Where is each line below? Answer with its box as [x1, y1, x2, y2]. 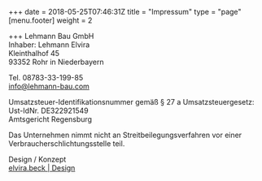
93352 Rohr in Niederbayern [8, 57, 104, 67]
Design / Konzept [8, 154, 67, 164]
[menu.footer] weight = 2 [8, 15, 93, 25]
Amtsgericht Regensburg [8, 114, 92, 124]
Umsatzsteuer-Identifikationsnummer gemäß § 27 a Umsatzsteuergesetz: [8, 97, 255, 106]
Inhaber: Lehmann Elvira [8, 40, 90, 50]
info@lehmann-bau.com [8, 81, 90, 91]
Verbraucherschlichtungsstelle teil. [8, 139, 125, 149]
